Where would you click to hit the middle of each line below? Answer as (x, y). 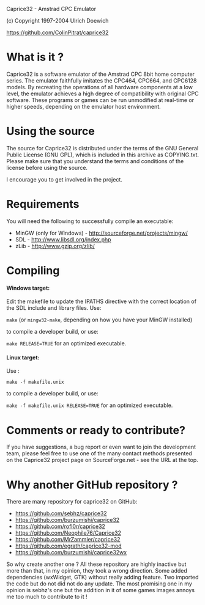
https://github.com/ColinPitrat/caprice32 (58, 32)
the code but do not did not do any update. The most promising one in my (99, 584)
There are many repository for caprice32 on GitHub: (72, 502)
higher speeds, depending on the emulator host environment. (84, 106)
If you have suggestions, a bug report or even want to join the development (101, 447)
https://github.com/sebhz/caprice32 (61, 513)
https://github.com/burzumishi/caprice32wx (71, 552)
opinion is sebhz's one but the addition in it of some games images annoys (100, 590)
